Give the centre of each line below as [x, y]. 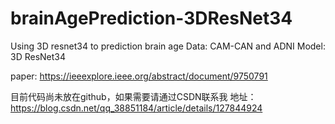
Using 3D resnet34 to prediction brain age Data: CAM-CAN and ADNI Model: [168, 46]
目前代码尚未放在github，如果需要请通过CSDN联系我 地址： [133, 96]
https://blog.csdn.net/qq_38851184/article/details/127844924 [136, 108]
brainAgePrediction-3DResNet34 [151, 18]
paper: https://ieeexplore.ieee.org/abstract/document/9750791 [139, 76]
